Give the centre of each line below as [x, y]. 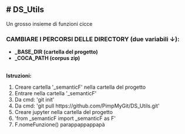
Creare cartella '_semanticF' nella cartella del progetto [80, 87]
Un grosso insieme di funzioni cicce [49, 24]
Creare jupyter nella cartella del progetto [64, 112]
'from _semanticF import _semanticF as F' [65, 118]
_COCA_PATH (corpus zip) [47, 58]
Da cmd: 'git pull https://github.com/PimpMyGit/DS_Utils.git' [87, 106]
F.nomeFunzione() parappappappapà [60, 125]
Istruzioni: [19, 76]
